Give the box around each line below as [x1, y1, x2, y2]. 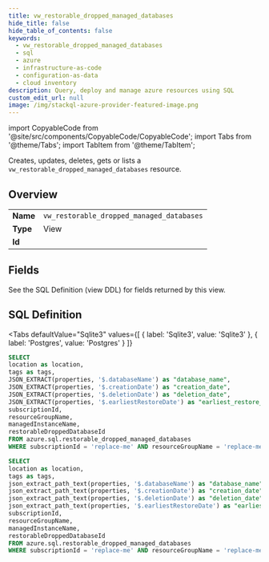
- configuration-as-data [15, 71, 98, 79]
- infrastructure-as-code [15, 64, 102, 72]
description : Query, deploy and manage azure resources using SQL [8, 86, 235, 95]
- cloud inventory [15, 79, 78, 87]
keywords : [8, 34, 42, 42]
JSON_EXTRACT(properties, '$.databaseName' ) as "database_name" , [8, 376, 231, 384]
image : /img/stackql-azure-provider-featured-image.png [8, 101, 199, 109]
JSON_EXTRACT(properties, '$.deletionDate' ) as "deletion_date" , [8, 390, 231, 398]
